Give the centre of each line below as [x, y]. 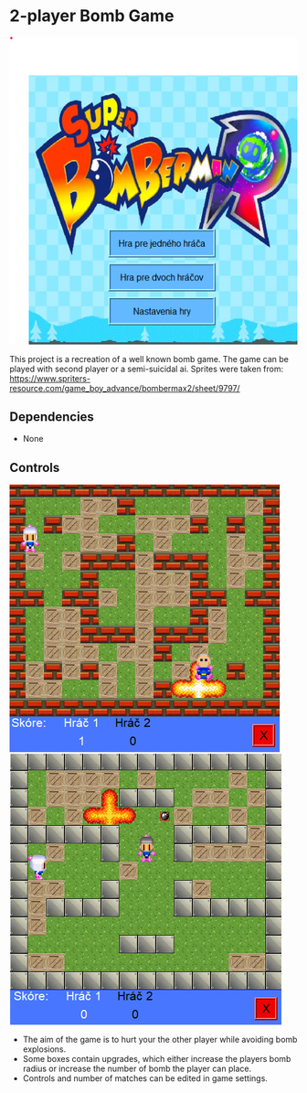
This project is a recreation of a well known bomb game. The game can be [149, 359]
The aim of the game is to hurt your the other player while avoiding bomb [160, 1040]
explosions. [44, 1049]
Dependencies [52, 417]
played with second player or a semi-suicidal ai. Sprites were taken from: [147, 369]
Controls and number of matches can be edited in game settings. [145, 1078]
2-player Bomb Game [92, 16]
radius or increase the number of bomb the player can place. [137, 1069]
